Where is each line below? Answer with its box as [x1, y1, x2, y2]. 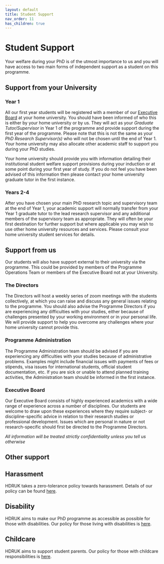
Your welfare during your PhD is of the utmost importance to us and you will [5, 59, 159, 65]
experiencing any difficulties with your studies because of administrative [5, 353, 152, 359]
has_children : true [5, 21, 45, 26]
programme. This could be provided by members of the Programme [5, 264, 142, 270]
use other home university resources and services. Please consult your [5, 226, 149, 232]
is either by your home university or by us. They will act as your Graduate [5, 119, 154, 126]
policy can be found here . [5, 488, 57, 494]
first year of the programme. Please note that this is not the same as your [5, 130, 153, 136]
